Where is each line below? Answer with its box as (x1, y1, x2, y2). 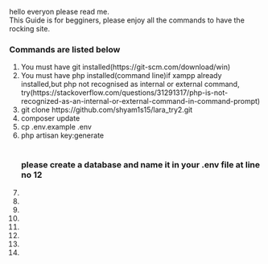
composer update (20, 113, 80, 123)
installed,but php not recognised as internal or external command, (20, 80, 240, 89)
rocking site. (9, 24, 51, 33)
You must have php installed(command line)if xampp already (20, 71, 222, 80)
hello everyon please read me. (9, 7, 109, 16)
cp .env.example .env (20, 122, 92, 132)
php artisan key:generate (20, 130, 105, 140)
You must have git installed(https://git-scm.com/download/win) (20, 62, 231, 72)
